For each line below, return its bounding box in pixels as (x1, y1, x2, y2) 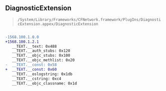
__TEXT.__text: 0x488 (11, 44, 57, 49)
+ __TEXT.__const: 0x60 (5, 67, 57, 72)
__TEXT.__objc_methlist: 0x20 (11, 58, 75, 63)
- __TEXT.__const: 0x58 (5, 62, 57, 68)
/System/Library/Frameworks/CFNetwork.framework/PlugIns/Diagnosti (17, 17, 161, 22)
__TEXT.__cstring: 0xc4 (11, 76, 61, 81)
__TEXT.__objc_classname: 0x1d (11, 81, 77, 86)
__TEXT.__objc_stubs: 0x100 (11, 53, 70, 58)
